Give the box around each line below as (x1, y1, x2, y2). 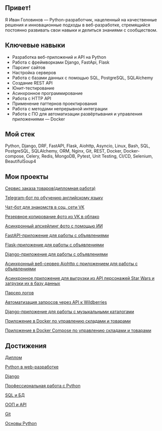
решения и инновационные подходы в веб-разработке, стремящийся (5, 22, 151, 28)
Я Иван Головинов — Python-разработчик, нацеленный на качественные (5, 17, 157, 22)
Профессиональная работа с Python (5, 383, 81, 389)
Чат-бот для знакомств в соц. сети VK (5, 204, 85, 210)
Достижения (5, 342, 47, 350)
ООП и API (5, 402, 27, 408)
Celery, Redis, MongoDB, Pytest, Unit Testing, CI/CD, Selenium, (26, 153, 153, 159)
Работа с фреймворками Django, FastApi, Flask (12, 59, 109, 65)
